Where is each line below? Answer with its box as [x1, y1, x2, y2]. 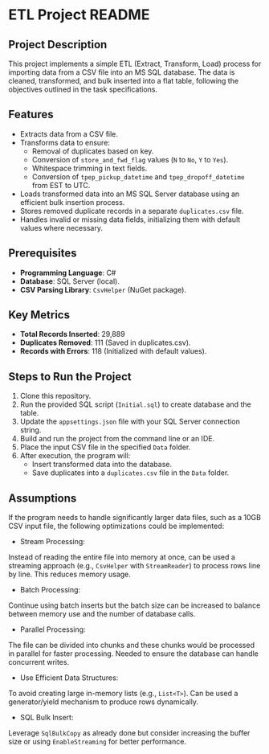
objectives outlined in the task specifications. [8, 84, 158, 94]
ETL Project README [8, 6, 150, 24]
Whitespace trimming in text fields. [31, 163, 148, 173]
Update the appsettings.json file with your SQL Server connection [19, 416, 241, 427]
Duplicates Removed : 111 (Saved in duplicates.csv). [19, 338, 191, 347]
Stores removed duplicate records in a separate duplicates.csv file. [19, 206, 244, 215]
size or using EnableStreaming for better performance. [8, 737, 187, 747]
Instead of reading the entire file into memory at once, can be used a [8, 552, 235, 562]
